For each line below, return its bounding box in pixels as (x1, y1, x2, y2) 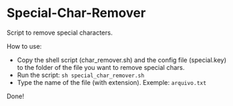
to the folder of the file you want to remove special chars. (16, 63, 185, 71)
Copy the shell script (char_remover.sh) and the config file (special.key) (16, 55, 227, 64)
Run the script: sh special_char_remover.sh (16, 71, 145, 79)
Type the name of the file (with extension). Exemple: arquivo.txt (16, 78, 207, 86)
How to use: (6, 42, 42, 50)
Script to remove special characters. (6, 28, 113, 37)
